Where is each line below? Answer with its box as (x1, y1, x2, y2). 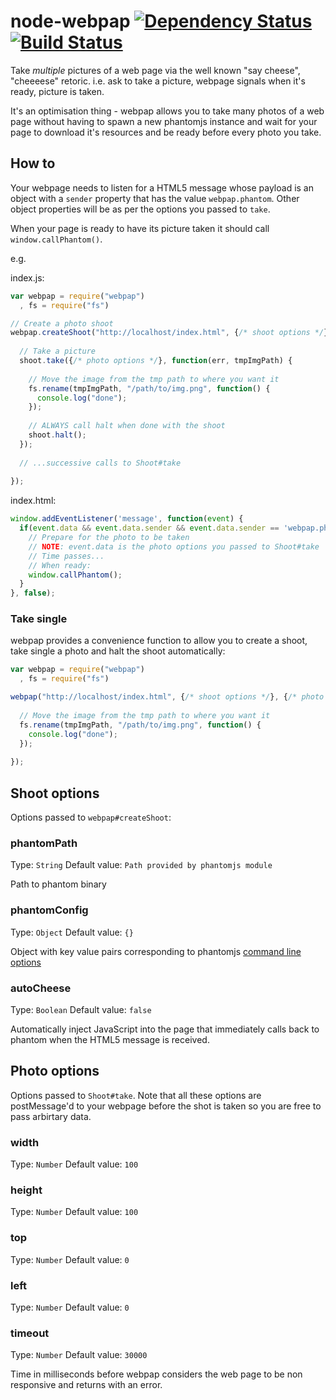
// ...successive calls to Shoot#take (19, 458, 182, 468)
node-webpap (10, 10, 131, 33)
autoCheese (10, 981, 72, 995)
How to (10, 155, 56, 172)
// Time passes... (28, 551, 105, 561)
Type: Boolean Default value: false (10, 1003, 152, 1015)
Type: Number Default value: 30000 (10, 1349, 148, 1361)
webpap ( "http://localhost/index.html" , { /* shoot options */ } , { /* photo (10, 692, 325, 702)
